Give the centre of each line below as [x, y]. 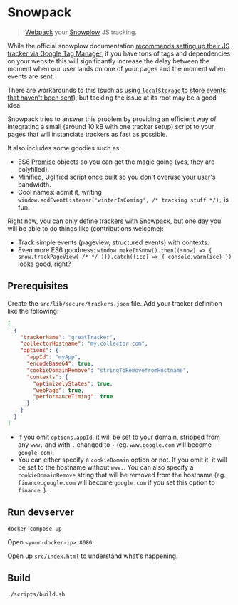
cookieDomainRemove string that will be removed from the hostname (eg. [122, 475]
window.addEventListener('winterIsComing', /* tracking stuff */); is [123, 200]
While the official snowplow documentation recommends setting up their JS [119, 46]
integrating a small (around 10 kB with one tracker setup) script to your [111, 126]
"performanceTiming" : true [73, 397]
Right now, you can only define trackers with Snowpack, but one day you [114, 221]
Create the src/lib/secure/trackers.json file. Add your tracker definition [115, 303]
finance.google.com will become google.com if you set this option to [116, 482]
